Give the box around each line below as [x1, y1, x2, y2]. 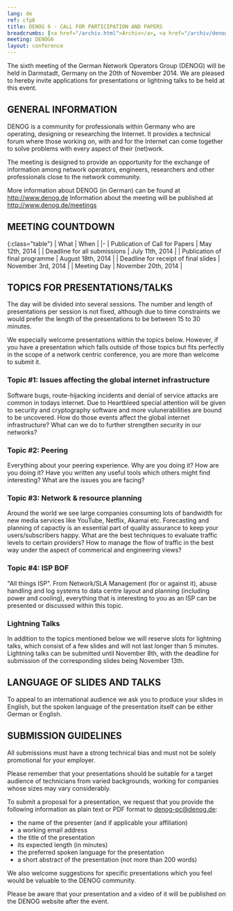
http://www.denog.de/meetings [7, 201, 97, 209]
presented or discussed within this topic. [7, 601, 123, 609]
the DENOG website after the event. [7, 897, 110, 905]
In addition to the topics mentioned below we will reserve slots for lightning [7, 634, 222, 643]
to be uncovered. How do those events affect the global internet [7, 413, 190, 421]
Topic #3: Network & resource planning [7, 493, 142, 502]
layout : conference [7, 42, 64, 49]
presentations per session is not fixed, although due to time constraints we [7, 307, 221, 316]
